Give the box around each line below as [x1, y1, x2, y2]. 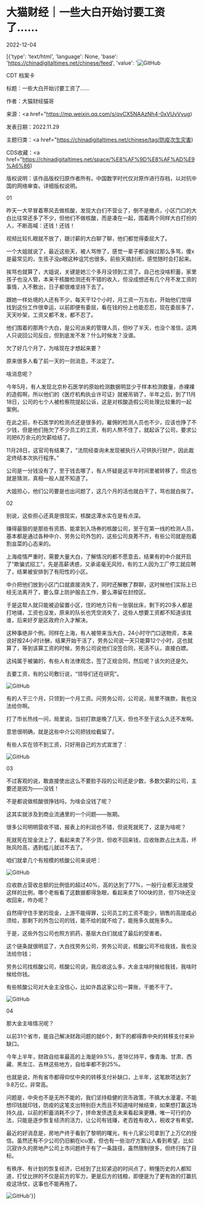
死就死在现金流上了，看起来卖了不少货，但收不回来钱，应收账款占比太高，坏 [6, 836, 197, 843]
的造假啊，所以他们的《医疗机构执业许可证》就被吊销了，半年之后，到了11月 [6, 390, 196, 398]
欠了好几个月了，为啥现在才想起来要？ [6, 344, 101, 352]
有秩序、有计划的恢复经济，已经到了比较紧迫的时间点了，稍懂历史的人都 [6, 1164, 186, 1172]
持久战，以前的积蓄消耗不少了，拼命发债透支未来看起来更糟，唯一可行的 [6, 1109, 186, 1116]
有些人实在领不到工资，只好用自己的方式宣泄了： [6, 741, 128, 748]
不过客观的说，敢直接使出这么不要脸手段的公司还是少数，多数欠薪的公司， [6, 777, 192, 784]
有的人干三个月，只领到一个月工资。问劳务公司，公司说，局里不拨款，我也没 [6, 694, 197, 702]
